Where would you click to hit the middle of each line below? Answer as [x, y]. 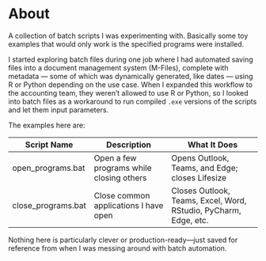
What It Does [213, 145]
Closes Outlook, [201, 191]
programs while [123, 168]
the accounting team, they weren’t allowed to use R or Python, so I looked [128, 93]
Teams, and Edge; [205, 168]
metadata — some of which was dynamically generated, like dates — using [131, 76]
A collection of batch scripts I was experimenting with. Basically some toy [128, 36]
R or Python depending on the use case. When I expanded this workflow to [131, 85]
